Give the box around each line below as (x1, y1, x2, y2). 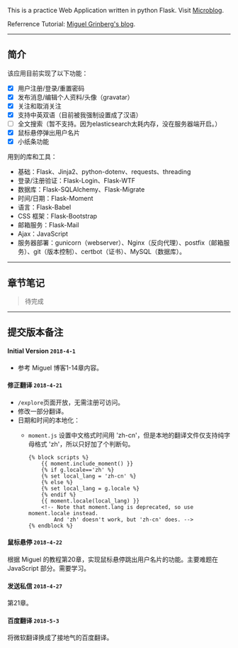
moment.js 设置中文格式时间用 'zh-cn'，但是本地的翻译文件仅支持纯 (28, 431, 225, 439)
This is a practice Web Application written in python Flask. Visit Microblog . (7, 6, 225, 14)
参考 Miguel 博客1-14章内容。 (17, 363, 103, 372)
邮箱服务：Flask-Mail (17, 221, 79, 229)
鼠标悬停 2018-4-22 (7, 538, 62, 547)
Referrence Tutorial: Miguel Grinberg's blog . (7, 20, 136, 28)
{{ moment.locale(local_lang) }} (41, 497, 140, 505)
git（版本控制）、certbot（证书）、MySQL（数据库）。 (33, 248, 186, 256)
